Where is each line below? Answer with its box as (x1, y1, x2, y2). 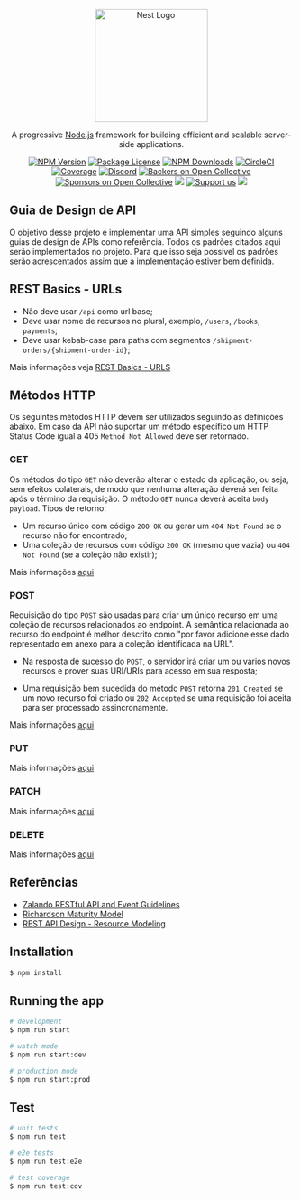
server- (264, 129, 292, 140)
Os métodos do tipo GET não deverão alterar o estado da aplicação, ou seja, (9, 474, 290, 485)
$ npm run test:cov (9, 1181, 83, 1191)
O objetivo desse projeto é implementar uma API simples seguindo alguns (9, 227, 284, 237)
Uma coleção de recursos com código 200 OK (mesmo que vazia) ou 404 (22, 539, 291, 550)
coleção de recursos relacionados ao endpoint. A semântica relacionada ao (9, 619, 290, 630)
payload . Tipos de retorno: (9, 502, 106, 514)
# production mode (9, 1066, 78, 1075)
